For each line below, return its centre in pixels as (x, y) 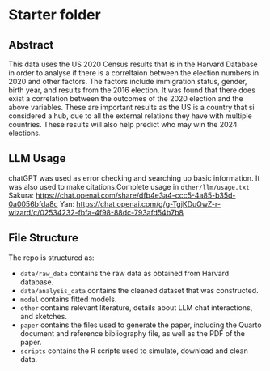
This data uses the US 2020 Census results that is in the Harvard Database (133, 64)
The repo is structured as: (51, 258)
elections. (25, 133)
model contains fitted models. (68, 299)
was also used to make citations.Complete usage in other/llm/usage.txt (129, 186)
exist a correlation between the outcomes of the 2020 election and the (126, 98)
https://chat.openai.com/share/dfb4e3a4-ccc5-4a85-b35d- (135, 195)
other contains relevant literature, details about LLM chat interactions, (136, 307)
